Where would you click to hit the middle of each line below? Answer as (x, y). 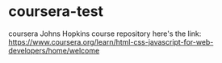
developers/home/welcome (54, 50)
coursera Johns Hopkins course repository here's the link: (105, 33)
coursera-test (56, 12)
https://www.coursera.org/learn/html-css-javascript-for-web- (111, 41)
